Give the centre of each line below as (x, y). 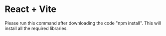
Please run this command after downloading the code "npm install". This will (83, 23)
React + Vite (31, 9)
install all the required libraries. (36, 28)
